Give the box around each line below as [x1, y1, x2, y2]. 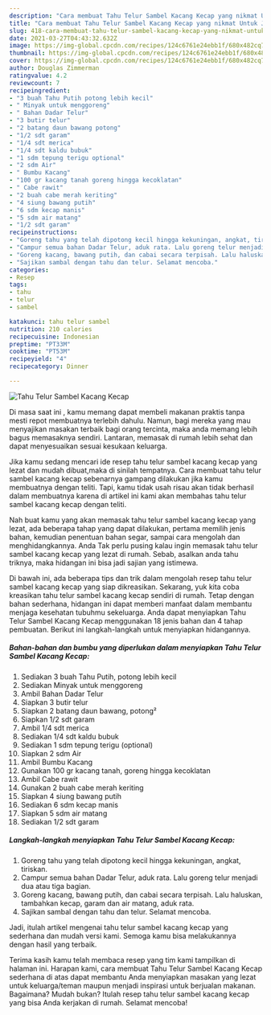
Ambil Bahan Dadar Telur [20, 689, 104, 698]
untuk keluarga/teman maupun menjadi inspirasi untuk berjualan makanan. [9, 980, 257, 990]
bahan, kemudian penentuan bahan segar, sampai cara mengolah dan [9, 532, 240, 542]
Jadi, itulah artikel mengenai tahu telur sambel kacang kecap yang [9, 922, 228, 932]
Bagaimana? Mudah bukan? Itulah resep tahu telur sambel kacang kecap [9, 989, 250, 999]
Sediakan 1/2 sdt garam [20, 817, 100, 826]
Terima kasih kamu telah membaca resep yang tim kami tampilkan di [9, 955, 236, 964]
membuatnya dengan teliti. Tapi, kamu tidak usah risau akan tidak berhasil [9, 482, 254, 492]
